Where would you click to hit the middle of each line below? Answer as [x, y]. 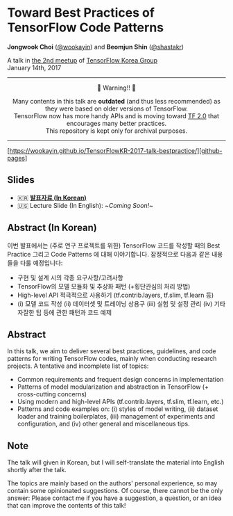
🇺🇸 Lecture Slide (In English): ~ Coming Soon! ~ [85, 205]
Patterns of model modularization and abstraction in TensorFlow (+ [113, 387]
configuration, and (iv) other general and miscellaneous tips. [103, 424]
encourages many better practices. [116, 123]
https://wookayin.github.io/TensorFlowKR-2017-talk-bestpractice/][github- [116, 150]
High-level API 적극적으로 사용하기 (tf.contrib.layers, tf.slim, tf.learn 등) [115, 295]
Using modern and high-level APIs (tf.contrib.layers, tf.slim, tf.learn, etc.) [120, 402]
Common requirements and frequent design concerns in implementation [120, 380]
